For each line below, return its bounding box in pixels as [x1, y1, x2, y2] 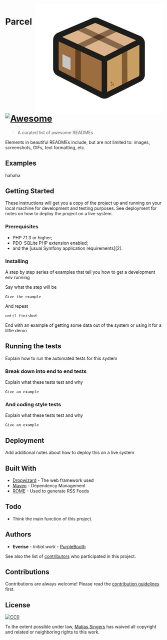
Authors [5, 530, 31, 539]
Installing [5, 258, 28, 265]
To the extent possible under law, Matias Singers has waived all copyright [5, 624, 156, 630]
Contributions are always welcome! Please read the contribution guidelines [5, 581, 159, 587]
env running [5, 274, 30, 280]
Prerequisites [5, 223, 38, 230]
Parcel [5, 16, 32, 28]
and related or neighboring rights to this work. [5, 629, 100, 635]
